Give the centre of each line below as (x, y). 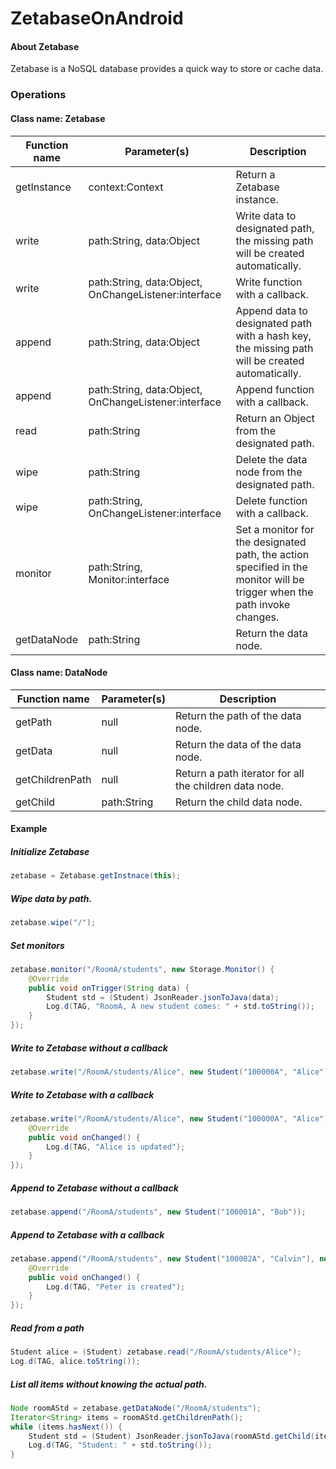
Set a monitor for (275, 529)
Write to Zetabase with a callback (82, 1094)
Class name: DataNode (59, 673)
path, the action (272, 554)
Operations (38, 95)
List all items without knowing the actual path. (109, 1384)
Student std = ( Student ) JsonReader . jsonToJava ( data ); (163, 997)
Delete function (271, 500)
